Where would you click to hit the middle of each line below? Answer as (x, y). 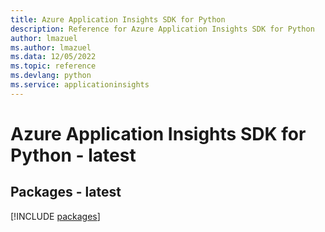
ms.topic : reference (53, 66)
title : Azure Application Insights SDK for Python (118, 19)
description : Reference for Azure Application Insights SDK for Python (162, 29)
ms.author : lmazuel (51, 47)
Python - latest (73, 155)
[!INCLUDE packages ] (55, 216)
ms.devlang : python (51, 76)
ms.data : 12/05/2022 (53, 57)
